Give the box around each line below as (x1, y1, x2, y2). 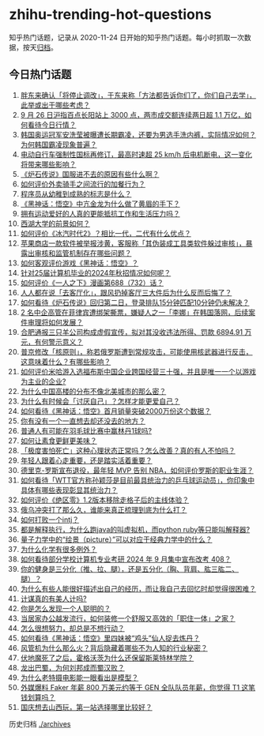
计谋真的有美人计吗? (20, 594, 87, 603)
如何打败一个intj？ (20, 515, 80, 524)
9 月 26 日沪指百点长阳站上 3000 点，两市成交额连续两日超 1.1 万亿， (20, 110, 245, 119)
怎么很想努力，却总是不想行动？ (20, 623, 125, 633)
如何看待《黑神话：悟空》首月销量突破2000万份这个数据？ (20, 406, 212, 415)
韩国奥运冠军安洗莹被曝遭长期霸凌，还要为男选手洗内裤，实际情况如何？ (20, 130, 256, 139)
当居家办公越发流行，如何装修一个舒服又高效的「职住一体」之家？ (20, 614, 236, 623)
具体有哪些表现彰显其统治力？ (20, 485, 118, 494)
